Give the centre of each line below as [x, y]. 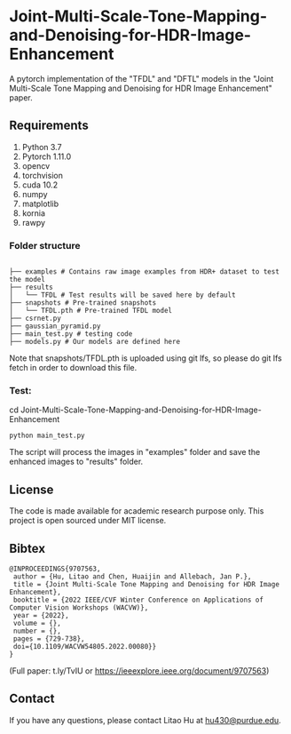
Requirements [49, 126]
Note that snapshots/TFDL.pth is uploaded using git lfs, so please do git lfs [145, 358]
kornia [34, 213]
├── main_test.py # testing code [71, 334]
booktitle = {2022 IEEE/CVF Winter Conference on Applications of [138, 600]
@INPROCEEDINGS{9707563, [55, 569]
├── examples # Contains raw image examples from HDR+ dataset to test [144, 272]
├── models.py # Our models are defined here [94, 342]
